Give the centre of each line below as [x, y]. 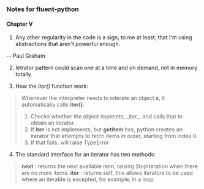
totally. [24, 74]
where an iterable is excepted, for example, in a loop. [88, 179]
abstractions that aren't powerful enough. [68, 44]
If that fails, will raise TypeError [70, 142]
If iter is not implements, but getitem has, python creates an [106, 129]
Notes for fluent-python [43, 9]
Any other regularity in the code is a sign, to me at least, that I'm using [104, 37]
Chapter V [20, 24]
